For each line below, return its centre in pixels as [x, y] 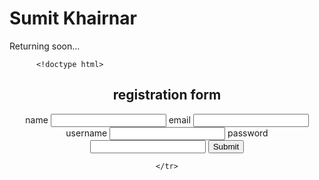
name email [108, 119]
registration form [167, 95]
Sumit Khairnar [73, 18]
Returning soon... [45, 46]
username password [167, 133]
